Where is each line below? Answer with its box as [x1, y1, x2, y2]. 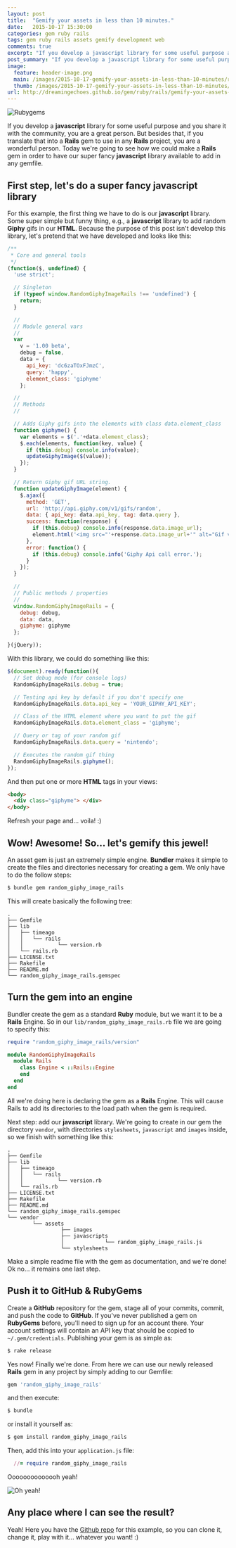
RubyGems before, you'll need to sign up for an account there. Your [7, 1319, 204, 1327]
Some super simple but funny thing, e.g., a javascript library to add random [7, 216, 226, 225]
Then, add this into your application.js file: [7, 1447, 135, 1455]
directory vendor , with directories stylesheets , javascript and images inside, [7, 1125, 228, 1134]
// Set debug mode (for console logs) [13, 674, 128, 681]
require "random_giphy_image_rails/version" [7, 1039, 140, 1046]
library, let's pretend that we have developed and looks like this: [7, 231, 192, 240]
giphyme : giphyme [20, 622, 71, 630]
